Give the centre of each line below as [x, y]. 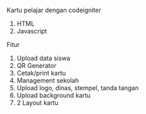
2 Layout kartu [37, 103]
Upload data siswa [43, 58]
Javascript [32, 31]
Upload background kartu [53, 95]
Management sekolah [48, 80]
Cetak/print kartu [41, 73]
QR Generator [36, 65]
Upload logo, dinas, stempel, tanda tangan [78, 88]
